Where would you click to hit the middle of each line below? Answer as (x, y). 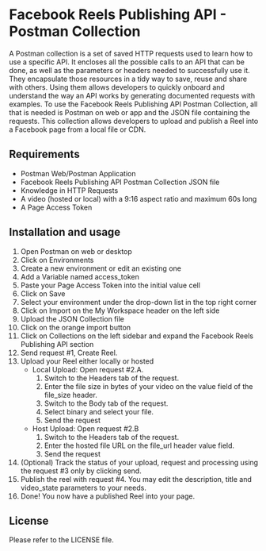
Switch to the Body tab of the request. (106, 403)
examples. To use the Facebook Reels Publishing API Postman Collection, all (133, 104)
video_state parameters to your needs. (84, 487)
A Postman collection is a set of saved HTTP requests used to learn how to (131, 53)
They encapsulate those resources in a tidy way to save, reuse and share (128, 79)
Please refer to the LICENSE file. (61, 540)
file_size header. (70, 395)
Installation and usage (65, 232)
